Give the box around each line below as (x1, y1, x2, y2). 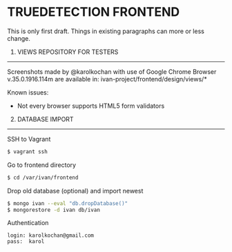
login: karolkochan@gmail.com (7, 232, 95, 239)
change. (7, 34, 31, 42)
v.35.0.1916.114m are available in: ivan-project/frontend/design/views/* (7, 75, 207, 83)
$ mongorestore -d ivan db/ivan (7, 206, 100, 213)
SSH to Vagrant (7, 135, 51, 143)
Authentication (7, 219, 49, 227)
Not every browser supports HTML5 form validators (17, 101, 165, 110)
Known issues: (7, 88, 49, 97)
